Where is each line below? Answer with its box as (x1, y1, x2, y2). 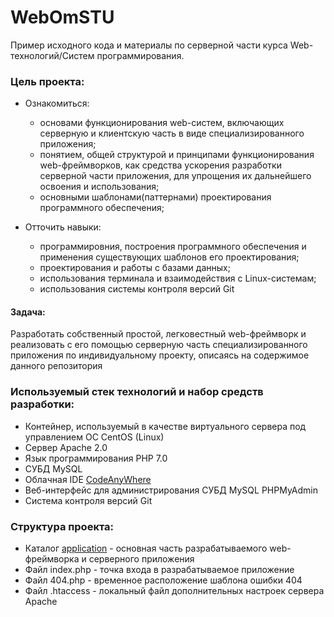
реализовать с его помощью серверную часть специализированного (10, 339, 308, 351)
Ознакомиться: (24, 97, 90, 110)
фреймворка (24, 553, 80, 565)
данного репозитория (10, 360, 103, 372)
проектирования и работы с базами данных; (39, 262, 231, 274)
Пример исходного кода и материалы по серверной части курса (10, 39, 288, 51)
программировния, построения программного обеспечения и (39, 241, 307, 253)
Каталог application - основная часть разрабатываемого (24, 542, 268, 555)
